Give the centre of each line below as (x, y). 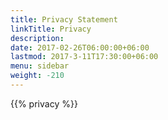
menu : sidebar (40, 66)
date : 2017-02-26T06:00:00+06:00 (80, 47)
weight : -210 (37, 76)
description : (37, 38)
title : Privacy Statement (64, 19)
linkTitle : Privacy (51, 29)
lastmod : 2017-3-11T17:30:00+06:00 (84, 57)
